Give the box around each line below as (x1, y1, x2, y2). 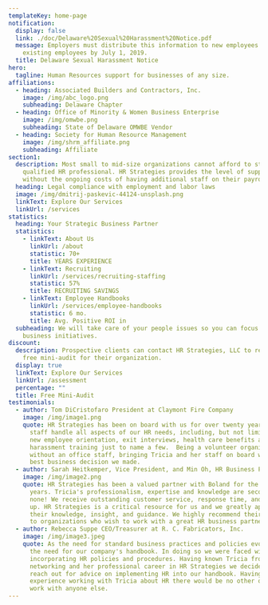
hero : (8, 64, 26, 72)
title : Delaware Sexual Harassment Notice (15, 57, 159, 65)
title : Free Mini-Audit (15, 391, 94, 399)
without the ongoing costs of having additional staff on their (22, 175, 241, 184)
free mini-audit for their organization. (22, 354, 162, 363)
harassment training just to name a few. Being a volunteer (29, 443, 238, 451)
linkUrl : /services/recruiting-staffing (29, 272, 166, 280)
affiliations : (8, 78, 56, 86)
